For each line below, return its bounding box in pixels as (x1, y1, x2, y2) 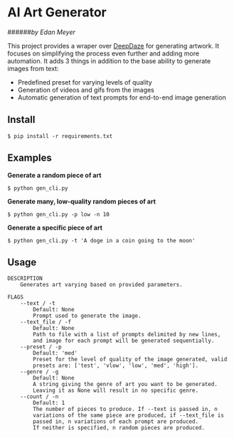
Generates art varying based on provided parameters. (20, 282, 183, 289)
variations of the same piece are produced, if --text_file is (33, 412, 224, 420)
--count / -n (20, 393, 59, 400)
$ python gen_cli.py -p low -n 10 (7, 210, 110, 218)
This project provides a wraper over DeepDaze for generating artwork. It (7, 41, 220, 50)
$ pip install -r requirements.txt (7, 132, 113, 139)
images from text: (7, 64, 59, 73)
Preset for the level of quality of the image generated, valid (33, 356, 228, 363)
